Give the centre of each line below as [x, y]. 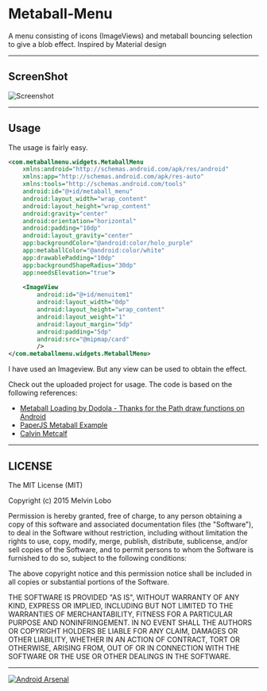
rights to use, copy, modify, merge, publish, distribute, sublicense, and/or [128, 541]
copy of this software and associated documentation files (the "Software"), [131, 524]
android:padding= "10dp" [62, 228]
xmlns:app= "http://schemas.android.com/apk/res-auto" [113, 177]
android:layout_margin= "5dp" [85, 324]
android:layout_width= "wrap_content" [85, 199]
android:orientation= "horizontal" [79, 221]
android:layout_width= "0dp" [83, 303]
